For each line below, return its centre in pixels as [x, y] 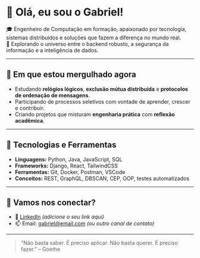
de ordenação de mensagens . [52, 95]
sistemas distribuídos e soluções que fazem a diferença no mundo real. [94, 38]
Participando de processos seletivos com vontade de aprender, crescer [102, 101]
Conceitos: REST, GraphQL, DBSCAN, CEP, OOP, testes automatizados [102, 178]
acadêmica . [29, 120]
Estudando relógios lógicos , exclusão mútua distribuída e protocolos [101, 89]
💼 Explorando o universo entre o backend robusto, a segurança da [87, 43]
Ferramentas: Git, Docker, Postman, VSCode [70, 172]
